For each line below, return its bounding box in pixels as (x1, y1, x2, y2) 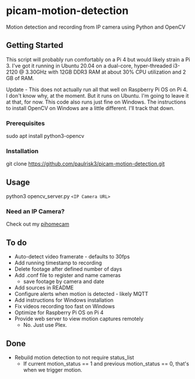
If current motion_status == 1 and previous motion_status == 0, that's (23, 360, 190, 367)
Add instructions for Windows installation (14, 297, 114, 304)
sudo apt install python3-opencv (6, 133, 85, 140)
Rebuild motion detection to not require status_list (14, 354, 134, 361)
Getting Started (6, 40, 64, 50)
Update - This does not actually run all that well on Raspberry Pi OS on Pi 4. (6, 86, 188, 93)
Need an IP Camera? (6, 208, 65, 216)
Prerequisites (6, 119, 45, 127)
